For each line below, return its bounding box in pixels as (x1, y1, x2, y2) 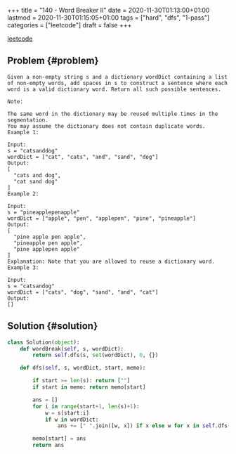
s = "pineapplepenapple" (7, 209, 80, 216)
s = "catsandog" (7, 283, 55, 290)
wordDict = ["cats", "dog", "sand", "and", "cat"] (7, 288, 159, 296)
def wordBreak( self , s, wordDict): (20, 345, 124, 352)
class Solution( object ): (7, 339, 80, 346)
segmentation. (7, 116, 49, 124)
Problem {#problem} (7, 55, 100, 67)
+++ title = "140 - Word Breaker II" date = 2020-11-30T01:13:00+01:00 (7, 6, 210, 14)
